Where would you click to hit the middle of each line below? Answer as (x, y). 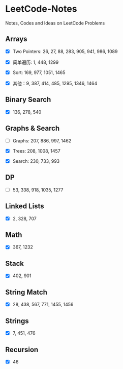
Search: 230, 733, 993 (36, 161)
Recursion (22, 349)
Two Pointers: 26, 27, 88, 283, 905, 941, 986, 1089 (65, 51)
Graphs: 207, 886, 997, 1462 (42, 140)
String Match (26, 292)
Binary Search (28, 100)
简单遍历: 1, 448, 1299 (36, 62)
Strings (17, 321)
